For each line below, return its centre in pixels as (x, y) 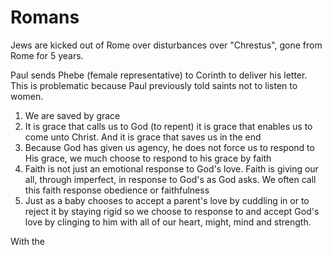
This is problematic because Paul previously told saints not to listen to (154, 85)
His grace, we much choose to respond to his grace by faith (148, 158)
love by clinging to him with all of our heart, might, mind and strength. (168, 222)
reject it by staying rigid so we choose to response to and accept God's (172, 211)
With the (28, 241)
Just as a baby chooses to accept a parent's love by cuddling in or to (167, 200)
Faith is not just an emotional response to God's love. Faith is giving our (171, 168)
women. (27, 96)
